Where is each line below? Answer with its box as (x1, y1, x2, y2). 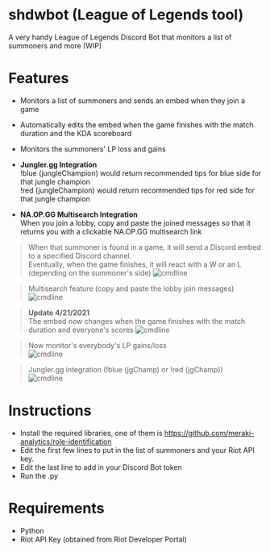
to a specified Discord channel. (27, 251, 132, 260)
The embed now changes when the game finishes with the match (27, 316, 246, 326)
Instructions (8, 401, 92, 420)
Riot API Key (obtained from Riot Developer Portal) (19, 534, 188, 544)
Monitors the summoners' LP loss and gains (19, 143, 167, 154)
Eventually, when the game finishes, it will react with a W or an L (27, 259, 242, 269)
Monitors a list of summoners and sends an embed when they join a (19, 95, 246, 106)
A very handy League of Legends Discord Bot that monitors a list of (8, 32, 232, 42)
